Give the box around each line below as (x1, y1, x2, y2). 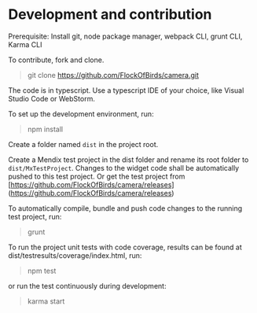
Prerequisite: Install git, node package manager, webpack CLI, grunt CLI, (8, 31, 243, 41)
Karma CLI (8, 39, 42, 49)
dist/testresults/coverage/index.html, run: (8, 250, 142, 260)
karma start (27, 296, 65, 306)
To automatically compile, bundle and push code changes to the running (8, 203, 243, 213)
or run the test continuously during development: (8, 281, 167, 290)
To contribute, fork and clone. (8, 55, 105, 64)
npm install (27, 124, 64, 134)
